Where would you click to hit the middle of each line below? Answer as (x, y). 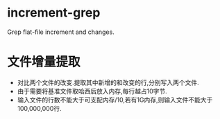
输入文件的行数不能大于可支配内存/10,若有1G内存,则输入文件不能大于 (115, 100)
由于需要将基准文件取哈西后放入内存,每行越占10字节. (92, 91)
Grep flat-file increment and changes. (61, 32)
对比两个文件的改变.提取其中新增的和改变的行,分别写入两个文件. (108, 82)
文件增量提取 (44, 62)
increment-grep (54, 13)
